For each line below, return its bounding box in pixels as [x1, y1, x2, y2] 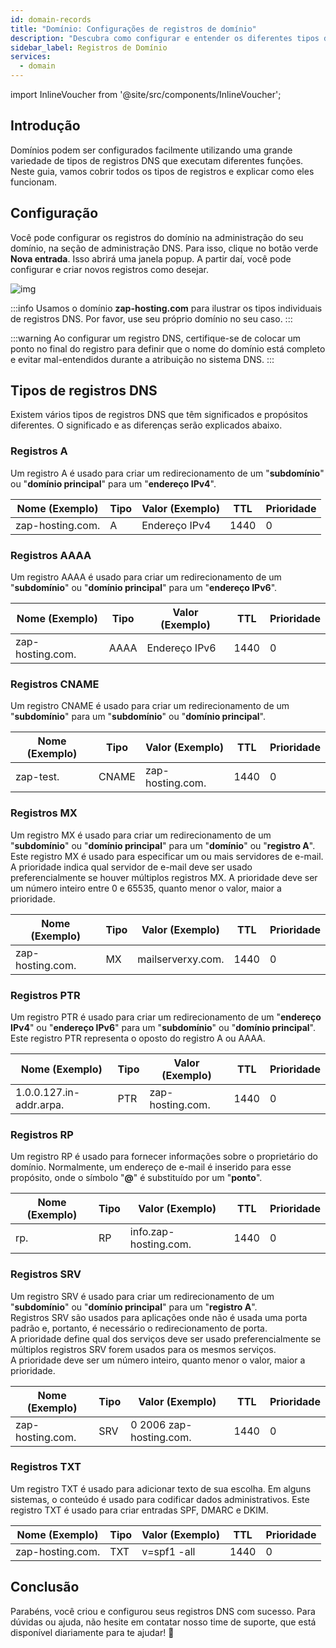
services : [10, 52, 52, 62]
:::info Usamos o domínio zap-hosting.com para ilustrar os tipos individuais [10, 302, 323, 314]
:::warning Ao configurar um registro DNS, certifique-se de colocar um [10, 332, 302, 344]
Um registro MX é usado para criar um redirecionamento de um [10, 829, 272, 841]
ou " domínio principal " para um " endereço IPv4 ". [10, 477, 217, 490]
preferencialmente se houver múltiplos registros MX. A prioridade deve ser [10, 871, 318, 883]
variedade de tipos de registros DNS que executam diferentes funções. [10, 154, 304, 166]
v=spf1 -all [141, 1544, 196, 1558]
